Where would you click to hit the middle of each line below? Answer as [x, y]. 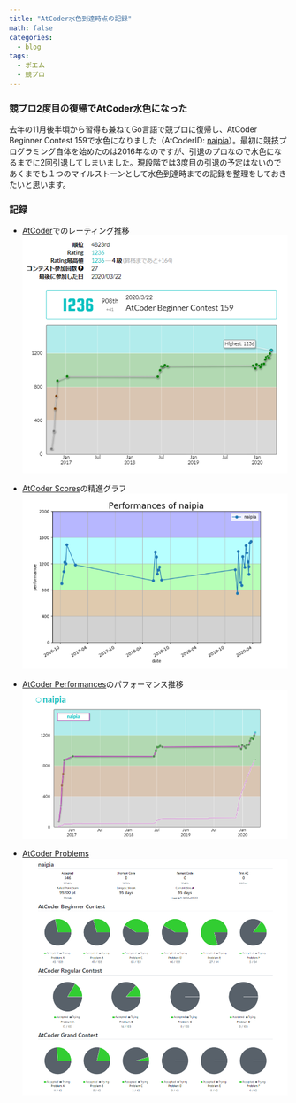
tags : [19, 56]
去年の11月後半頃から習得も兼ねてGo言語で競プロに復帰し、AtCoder [133, 129]
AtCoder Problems [56, 853]
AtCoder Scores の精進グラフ [74, 488]
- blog [29, 47]
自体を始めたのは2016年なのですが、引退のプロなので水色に [165, 151]
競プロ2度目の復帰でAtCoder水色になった [99, 108]
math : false [31, 28]
